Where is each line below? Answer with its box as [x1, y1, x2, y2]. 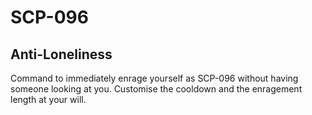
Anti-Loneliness [10, 46, 113, 63]
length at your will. [10, 94, 87, 105]
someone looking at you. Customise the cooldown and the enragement [10, 83, 303, 95]
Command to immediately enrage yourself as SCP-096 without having [10, 72, 299, 84]
